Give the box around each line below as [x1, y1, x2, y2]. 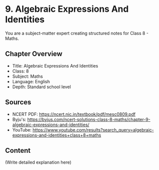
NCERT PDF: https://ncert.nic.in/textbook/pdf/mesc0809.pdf [12, 111, 136, 117]
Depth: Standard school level [12, 84, 71, 90]
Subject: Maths [12, 73, 43, 79]
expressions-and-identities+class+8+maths [12, 132, 101, 138]
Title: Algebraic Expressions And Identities [12, 63, 98, 68]
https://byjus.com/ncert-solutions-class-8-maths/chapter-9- [27, 116, 151, 122]
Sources [5, 98, 32, 106]
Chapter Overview [5, 50, 63, 58]
